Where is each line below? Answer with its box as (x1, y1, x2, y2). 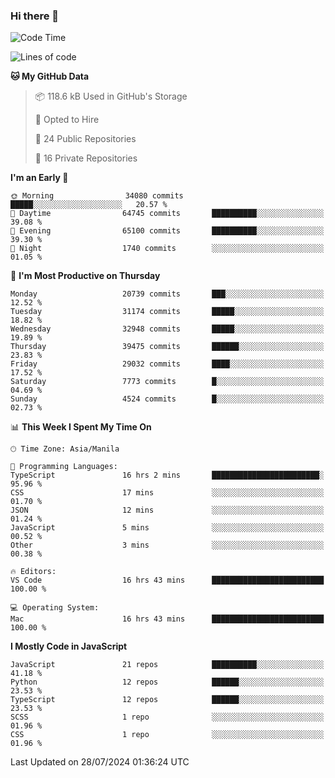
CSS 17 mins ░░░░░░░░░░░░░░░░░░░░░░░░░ (10, 488, 325, 498)
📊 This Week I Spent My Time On (10, 421, 152, 433)
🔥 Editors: (10, 567, 57, 577)
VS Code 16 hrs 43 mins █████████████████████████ (10, 575, 325, 586)
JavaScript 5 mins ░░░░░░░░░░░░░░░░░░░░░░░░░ (10, 523, 325, 533)
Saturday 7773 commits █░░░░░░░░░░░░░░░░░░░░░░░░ (10, 377, 325, 387)
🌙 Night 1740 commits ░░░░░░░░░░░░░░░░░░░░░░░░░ (10, 244, 325, 254)
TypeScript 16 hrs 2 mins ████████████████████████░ (10, 470, 325, 481)
